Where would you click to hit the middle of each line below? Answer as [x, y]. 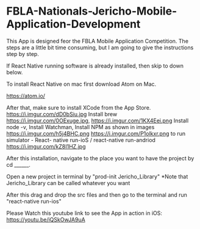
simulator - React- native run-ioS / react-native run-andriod [81, 140]
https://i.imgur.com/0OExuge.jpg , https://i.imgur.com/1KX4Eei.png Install [98, 121]
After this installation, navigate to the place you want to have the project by [100, 158]
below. [15, 72]
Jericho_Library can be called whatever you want [68, 183]
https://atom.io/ [26, 96]
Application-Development [73, 24]
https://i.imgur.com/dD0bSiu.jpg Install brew [62, 114]
